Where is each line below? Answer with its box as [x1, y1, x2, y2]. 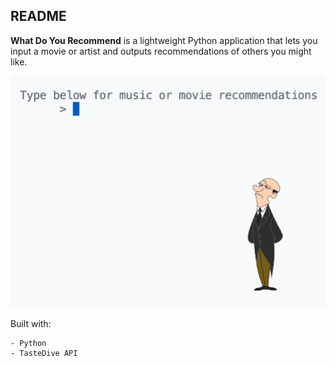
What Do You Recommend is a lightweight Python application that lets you [10, 34, 318, 46]
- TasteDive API [10, 348, 78, 358]
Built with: [10, 317, 52, 329]
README [10, 8, 67, 25]
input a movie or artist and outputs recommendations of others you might [10, 45, 312, 57]
